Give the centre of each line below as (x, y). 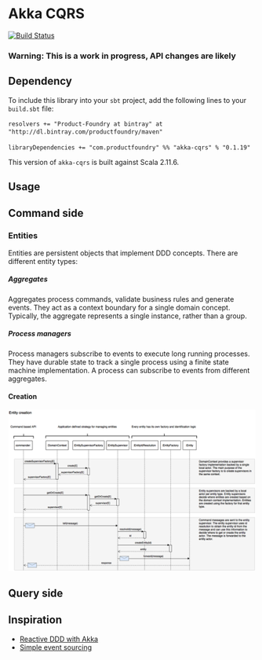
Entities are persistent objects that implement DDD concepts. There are (123, 253)
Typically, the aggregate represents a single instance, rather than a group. (127, 316)
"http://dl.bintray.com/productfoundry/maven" (86, 132)
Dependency (40, 81)
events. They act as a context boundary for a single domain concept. (119, 307)
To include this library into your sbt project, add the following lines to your (127, 100)
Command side (46, 213)
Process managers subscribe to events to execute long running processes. (129, 354)
